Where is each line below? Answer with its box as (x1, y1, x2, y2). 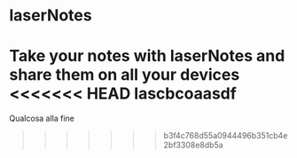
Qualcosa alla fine (9, 113, 75, 124)
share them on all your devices (9, 65, 240, 85)
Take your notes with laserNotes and (9, 46, 285, 67)
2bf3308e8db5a (163, 139, 223, 151)
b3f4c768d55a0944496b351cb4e (163, 130, 288, 141)
